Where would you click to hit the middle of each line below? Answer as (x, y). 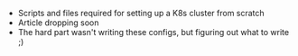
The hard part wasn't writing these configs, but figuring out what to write (154, 32)
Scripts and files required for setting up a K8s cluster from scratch (141, 13)
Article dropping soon (58, 23)
